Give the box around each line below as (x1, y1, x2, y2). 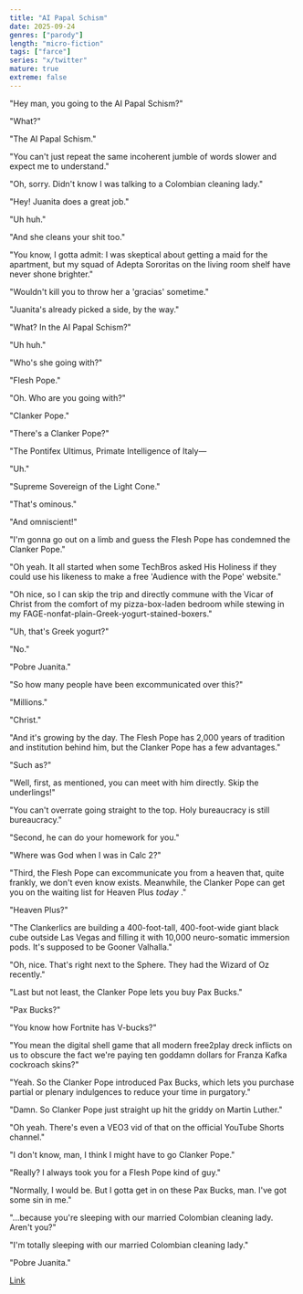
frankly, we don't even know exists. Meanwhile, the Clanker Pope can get (9, 877, 286, 888)
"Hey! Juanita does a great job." (9, 195, 130, 206)
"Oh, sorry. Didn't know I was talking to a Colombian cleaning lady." (9, 178, 263, 189)
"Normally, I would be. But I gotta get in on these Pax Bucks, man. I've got (9, 1184, 287, 1195)
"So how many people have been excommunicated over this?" (9, 679, 244, 689)
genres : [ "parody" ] (9, 30, 84, 39)
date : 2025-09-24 (9, 22, 76, 31)
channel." (9, 1131, 46, 1142)
